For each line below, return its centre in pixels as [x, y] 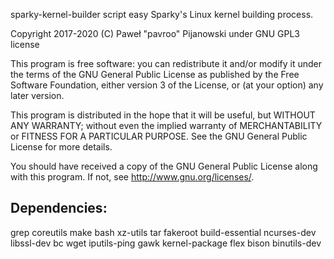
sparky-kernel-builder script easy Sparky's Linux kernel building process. [162, 14]
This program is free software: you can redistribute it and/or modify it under [166, 63]
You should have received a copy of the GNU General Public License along [164, 166]
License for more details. [61, 147]
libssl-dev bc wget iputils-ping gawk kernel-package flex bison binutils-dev [166, 243]
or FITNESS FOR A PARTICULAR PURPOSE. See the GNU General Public [159, 136]
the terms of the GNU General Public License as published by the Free [155, 74]
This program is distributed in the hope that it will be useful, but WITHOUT [163, 115]
